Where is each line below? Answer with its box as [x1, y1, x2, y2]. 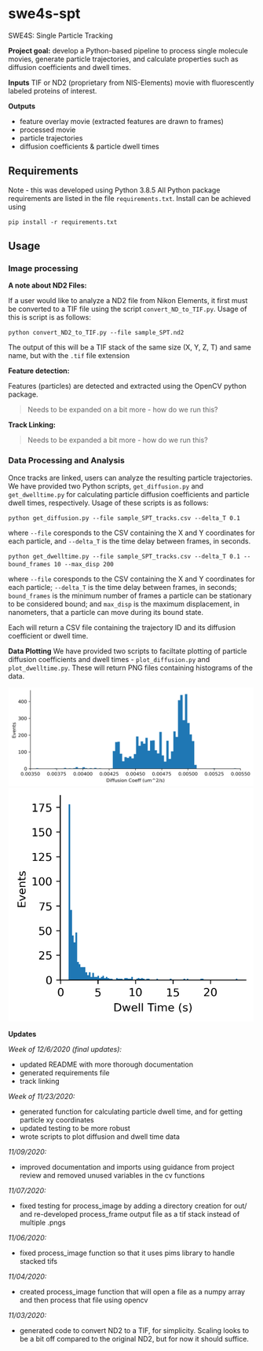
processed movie [19, 125, 76, 134]
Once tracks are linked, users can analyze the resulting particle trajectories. [8, 473, 253, 482]
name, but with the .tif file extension [8, 351, 130, 361]
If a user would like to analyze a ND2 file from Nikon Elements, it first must [8, 296, 248, 306]
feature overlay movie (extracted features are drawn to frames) [19, 116, 224, 126]
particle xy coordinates [19, 1115, 94, 1124]
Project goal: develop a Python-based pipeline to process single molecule [8, 46, 249, 55]
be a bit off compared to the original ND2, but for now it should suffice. [19, 1335, 250, 1343]
